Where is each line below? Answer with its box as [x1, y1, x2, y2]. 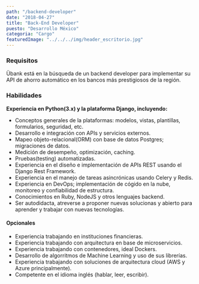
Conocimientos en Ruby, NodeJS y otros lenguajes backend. [14, 193, 165, 200]
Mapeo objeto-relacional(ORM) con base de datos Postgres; [14, 135, 164, 143]
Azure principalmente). [14, 264, 72, 271]
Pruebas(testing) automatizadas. [14, 155, 96, 162]
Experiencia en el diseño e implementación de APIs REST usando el [14, 161, 182, 168]
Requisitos [6, 56, 38, 65]
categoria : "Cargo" [6, 31, 55, 37]
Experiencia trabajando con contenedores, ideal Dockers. [14, 245, 157, 252]
